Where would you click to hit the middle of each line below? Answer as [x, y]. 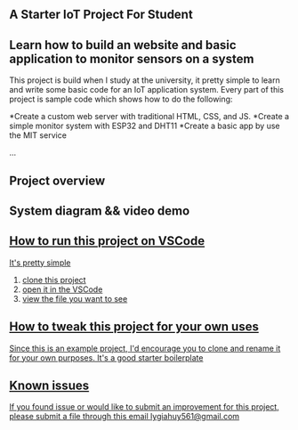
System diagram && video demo [100, 211]
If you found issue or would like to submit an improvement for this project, [145, 407]
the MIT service [38, 135]
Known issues [49, 385]
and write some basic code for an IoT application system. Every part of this [147, 90]
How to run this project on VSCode [107, 241]
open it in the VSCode [62, 289]
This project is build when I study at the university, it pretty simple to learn [145, 80]
